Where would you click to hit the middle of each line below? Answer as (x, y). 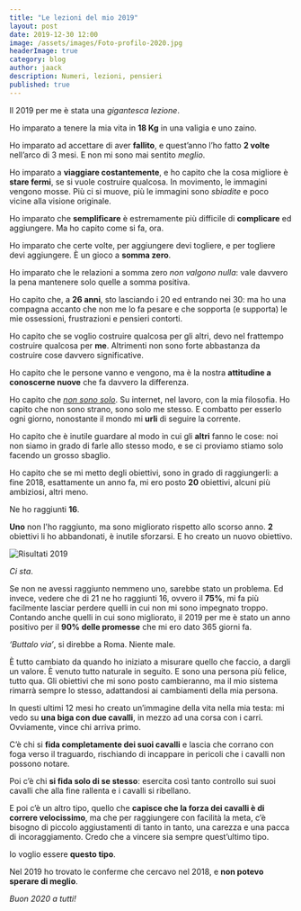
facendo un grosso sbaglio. (60, 455)
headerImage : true (44, 51)
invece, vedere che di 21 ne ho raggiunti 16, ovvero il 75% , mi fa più (134, 598)
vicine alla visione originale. (61, 201)
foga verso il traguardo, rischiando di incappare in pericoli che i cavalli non (147, 753)
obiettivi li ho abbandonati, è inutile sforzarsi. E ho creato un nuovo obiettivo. (151, 536)
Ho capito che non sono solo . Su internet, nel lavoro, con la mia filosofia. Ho (150, 399)
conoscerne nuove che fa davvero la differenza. (99, 382)
